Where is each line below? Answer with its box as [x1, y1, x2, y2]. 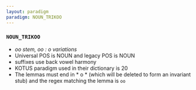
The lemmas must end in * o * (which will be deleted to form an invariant [14, 70, 191, 78]
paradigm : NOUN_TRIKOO [6, 14, 62, 20]
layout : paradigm [6, 8, 49, 15]
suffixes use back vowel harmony [14, 58, 97, 65]
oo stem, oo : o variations [14, 46, 77, 53]
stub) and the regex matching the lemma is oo [14, 77, 126, 84]
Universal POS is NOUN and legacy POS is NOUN [14, 52, 135, 59]
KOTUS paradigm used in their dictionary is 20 [14, 65, 128, 72]
